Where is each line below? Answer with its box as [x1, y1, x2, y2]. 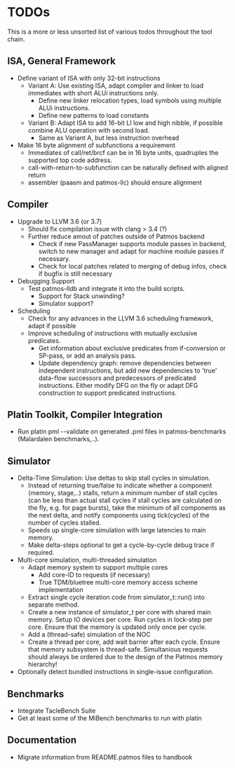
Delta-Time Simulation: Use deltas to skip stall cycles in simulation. [17, 474, 210, 483]
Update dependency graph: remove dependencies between [38, 358, 212, 367]
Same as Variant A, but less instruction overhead [38, 133, 180, 142]
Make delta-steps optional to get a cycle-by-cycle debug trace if [27, 541, 215, 549]
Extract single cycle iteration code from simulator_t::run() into [27, 593, 205, 602]
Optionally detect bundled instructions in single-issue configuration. [17, 668, 214, 676]
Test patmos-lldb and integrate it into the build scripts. [27, 284, 185, 292]
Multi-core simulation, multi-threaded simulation [17, 555, 157, 565]
